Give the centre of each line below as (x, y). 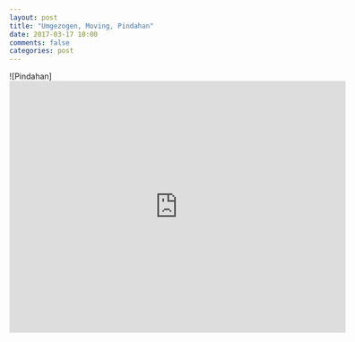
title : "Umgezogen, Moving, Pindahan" (82, 26)
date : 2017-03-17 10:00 (54, 34)
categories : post (42, 51)
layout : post (34, 17)
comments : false (39, 43)
